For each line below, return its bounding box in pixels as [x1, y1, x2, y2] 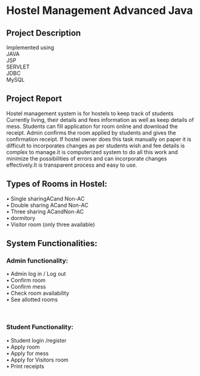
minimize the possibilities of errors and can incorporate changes [6, 155, 167, 162]
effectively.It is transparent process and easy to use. [6, 161, 138, 169]
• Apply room [6, 343, 40, 351]
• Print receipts [6, 362, 44, 370]
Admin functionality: [6, 256, 68, 264]
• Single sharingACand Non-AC [6, 195, 85, 202]
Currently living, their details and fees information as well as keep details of [6, 116, 194, 123]
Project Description [6, 28, 81, 38]
